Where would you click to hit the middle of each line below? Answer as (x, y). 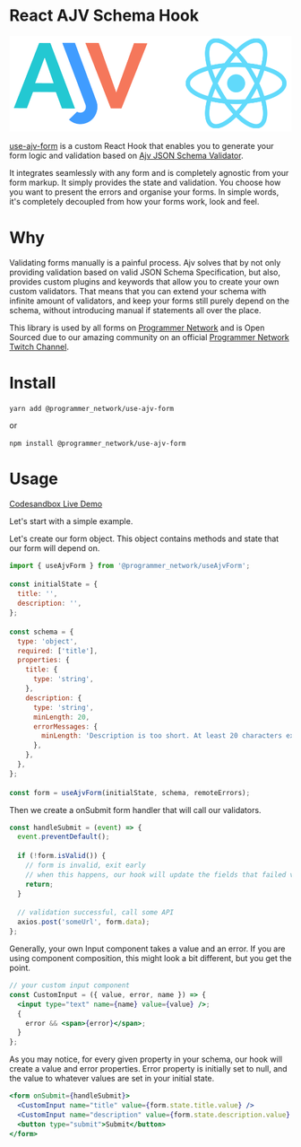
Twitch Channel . (39, 346)
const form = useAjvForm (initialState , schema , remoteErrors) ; (130, 792)
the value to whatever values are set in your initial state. (112, 1079)
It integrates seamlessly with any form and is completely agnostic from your (149, 172)
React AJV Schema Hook (104, 16)
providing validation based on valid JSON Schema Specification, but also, (145, 272)
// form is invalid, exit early (86, 866)
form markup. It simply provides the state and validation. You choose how (145, 182)
